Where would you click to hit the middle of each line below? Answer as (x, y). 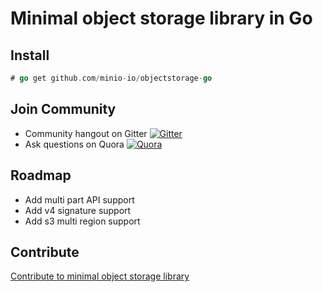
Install (30, 55)
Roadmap (41, 175)
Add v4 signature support (78, 210)
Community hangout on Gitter (86, 133)
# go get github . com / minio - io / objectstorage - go (111, 78)
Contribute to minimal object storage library (100, 276)
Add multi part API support (79, 199)
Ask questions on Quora (74, 144)
